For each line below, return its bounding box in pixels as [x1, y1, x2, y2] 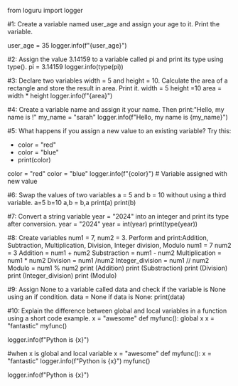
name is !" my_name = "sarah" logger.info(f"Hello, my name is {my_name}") [7, 113, 229, 121]
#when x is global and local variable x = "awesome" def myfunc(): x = [7, 349, 212, 358]
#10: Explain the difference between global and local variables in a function [7, 306, 227, 315]
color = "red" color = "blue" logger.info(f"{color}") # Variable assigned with [7, 169, 227, 177]
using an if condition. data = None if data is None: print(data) [7, 293, 185, 301]
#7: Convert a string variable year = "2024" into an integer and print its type [7, 212, 229, 220]
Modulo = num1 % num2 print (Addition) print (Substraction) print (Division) [7, 264, 228, 272]
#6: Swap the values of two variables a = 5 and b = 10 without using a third [7, 191, 227, 199]
